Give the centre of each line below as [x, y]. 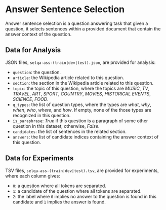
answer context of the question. [38, 34]
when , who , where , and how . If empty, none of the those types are [82, 110]
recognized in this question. [41, 115]
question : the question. [37, 72]
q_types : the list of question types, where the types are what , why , [82, 104]
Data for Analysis [33, 50]
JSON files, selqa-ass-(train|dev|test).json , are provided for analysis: [80, 62]
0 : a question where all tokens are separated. [59, 186]
